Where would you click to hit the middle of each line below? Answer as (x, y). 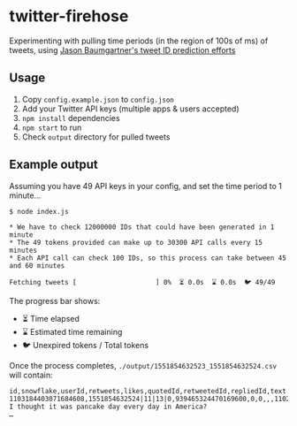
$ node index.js (39, 211)
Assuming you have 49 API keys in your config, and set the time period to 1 (146, 186)
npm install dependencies (71, 118)
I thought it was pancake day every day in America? (108, 407)
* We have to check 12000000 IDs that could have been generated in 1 (142, 227)
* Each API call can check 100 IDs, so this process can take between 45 (148, 258)
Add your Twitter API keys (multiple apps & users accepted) (131, 109)
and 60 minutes (37, 266)
